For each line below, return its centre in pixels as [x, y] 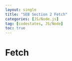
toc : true [15, 28]
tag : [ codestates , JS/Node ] [34, 24]
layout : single [21, 10]
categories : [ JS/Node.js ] [32, 19]
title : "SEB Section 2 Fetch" [36, 14]
